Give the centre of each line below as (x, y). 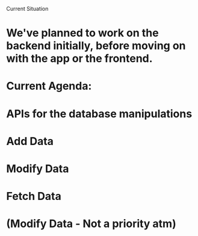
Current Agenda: (49, 86)
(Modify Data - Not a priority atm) (91, 224)
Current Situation (27, 9)
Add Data (30, 141)
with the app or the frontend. (79, 59)
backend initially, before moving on (96, 46)
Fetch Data (34, 197)
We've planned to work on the (82, 33)
